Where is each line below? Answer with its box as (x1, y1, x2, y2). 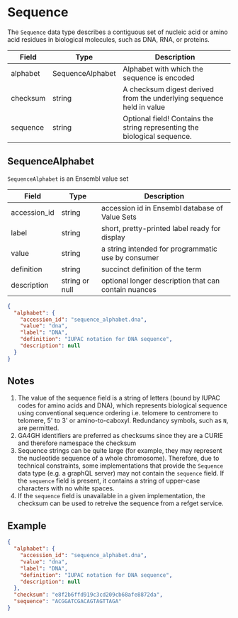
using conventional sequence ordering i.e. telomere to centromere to (17, 409, 218, 417)
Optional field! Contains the (123, 113, 214, 123)
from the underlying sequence (123, 93, 224, 103)
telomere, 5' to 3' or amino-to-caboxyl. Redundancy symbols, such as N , (17, 416, 229, 425)
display (101, 232, 125, 242)
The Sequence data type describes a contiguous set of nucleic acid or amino (7, 28, 228, 36)
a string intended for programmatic (101, 244, 217, 254)
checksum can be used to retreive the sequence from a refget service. (17, 499, 225, 507)
